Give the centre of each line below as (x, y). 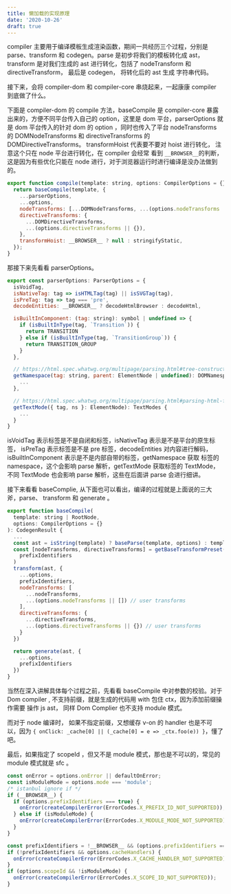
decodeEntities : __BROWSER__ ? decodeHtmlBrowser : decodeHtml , (107, 306)
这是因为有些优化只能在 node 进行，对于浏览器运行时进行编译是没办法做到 (112, 161)
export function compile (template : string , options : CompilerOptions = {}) (118, 183)
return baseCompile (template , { (60, 190)
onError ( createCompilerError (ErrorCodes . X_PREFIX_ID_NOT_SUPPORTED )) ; (123, 808)
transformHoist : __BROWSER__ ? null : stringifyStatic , (101, 241)
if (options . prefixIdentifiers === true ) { (76, 801)
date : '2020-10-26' (35, 20)
